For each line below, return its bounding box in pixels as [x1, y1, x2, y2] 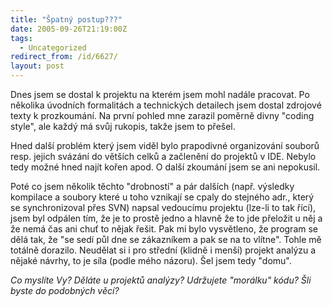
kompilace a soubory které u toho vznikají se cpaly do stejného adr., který [10, 191, 315, 203]
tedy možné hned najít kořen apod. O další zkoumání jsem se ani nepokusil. [10, 161, 321, 173]
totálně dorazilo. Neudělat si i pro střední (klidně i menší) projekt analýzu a [10, 244, 317, 256]
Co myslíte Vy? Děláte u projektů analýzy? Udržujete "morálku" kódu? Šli [10, 274, 312, 286]
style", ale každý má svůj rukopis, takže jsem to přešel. [10, 121, 236, 132]
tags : [10, 33, 33, 43]
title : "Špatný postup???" [10, 14, 123, 25]
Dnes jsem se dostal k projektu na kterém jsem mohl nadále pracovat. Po [10, 89, 310, 100]
